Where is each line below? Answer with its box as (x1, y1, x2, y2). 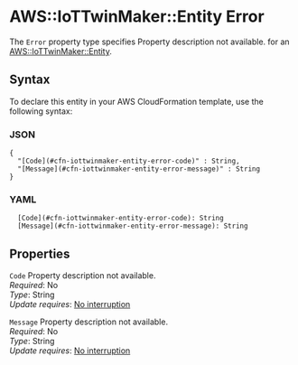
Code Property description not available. (9, 270, 156, 281)
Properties (9, 246, 70, 261)
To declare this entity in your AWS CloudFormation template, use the (9, 96, 264, 107)
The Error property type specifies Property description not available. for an (9, 36, 291, 47)
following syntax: (9, 106, 73, 117)
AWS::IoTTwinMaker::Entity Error (9, 6, 265, 27)
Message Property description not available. (9, 316, 169, 327)
